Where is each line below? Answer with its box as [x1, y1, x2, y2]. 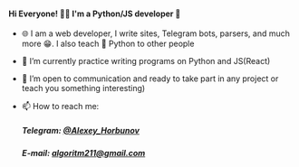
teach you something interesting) [21, 83, 146, 94]
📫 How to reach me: [21, 101, 100, 112]
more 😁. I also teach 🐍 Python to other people [21, 38, 195, 50]
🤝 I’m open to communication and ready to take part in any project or [21, 73, 279, 84]
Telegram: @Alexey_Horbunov [21, 125, 140, 135]
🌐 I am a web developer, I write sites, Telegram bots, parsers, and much [21, 28, 291, 39]
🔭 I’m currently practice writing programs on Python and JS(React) [21, 56, 271, 67]
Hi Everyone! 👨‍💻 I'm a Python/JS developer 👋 [8, 8, 181, 19]
